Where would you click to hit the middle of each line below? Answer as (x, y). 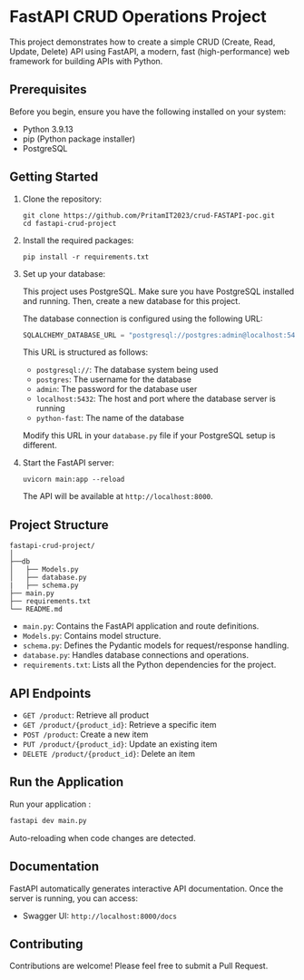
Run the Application (67, 782)
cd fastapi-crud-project (69, 223)
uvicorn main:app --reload (74, 480)
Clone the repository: (62, 199)
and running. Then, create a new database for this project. (131, 300)
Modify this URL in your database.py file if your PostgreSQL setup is (149, 436)
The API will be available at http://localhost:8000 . (118, 496)
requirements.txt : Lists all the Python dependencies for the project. (149, 665)
